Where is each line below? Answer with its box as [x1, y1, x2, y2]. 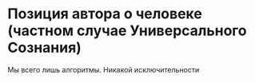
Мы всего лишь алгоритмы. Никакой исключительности [7, 64, 200, 74]
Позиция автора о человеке [7, 5, 203, 23]
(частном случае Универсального [7, 21, 247, 40]
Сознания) [7, 39, 82, 57]
